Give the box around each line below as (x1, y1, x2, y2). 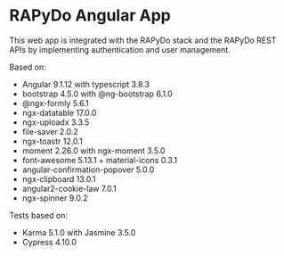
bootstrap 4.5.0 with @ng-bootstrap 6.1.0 (21, 88, 174, 99)
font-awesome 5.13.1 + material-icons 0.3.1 (21, 154, 178, 165)
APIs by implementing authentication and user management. (9, 44, 231, 54)
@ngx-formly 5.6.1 (21, 97, 89, 108)
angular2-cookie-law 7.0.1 (21, 183, 118, 194)
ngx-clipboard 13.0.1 (21, 173, 96, 184)
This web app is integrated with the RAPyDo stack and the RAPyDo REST (9, 35, 277, 45)
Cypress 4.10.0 (21, 236, 77, 247)
